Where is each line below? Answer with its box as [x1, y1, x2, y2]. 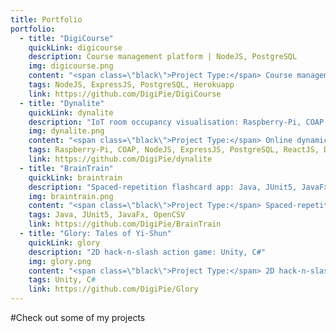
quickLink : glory [28, 237, 101, 248]
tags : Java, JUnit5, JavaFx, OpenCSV [28, 210, 186, 220]
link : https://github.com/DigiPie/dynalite [28, 154, 213, 164]
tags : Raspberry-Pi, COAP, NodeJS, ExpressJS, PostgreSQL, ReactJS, [28, 145, 320, 155]
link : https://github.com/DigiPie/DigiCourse [28, 89, 222, 99]
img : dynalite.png [28, 126, 105, 136]
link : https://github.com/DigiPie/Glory [28, 284, 199, 295]
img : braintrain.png [28, 191, 114, 201]
